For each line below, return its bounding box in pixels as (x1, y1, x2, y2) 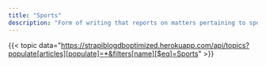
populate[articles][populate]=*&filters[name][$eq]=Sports (8, 49, 199, 58)
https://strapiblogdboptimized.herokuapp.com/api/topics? (60, 40, 249, 49)
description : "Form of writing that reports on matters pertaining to (8, 19, 246, 27)
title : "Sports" (8, 11, 62, 20)
